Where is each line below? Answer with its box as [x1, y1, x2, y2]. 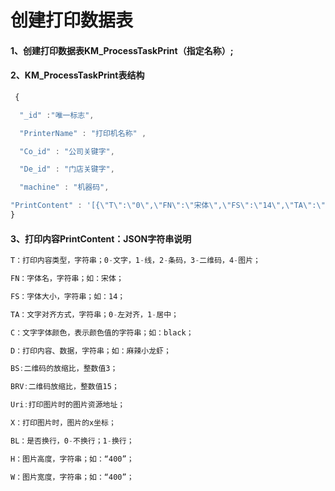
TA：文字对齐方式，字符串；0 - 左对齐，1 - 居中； [10, 309, 179, 320]
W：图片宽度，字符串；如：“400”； [10, 472, 135, 482]
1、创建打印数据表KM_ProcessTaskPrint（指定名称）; [10, 44, 234, 56]
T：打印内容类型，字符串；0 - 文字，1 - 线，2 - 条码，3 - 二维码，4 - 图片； [10, 256, 261, 266]
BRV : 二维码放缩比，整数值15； [10, 382, 120, 392]
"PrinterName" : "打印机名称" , [19, 128, 147, 138]
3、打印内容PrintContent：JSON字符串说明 [10, 232, 192, 245]
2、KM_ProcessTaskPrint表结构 [10, 69, 145, 81]
